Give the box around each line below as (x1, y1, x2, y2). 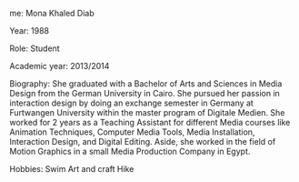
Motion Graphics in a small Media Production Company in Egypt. (9, 146, 251, 157)
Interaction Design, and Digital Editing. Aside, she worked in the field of (9, 136, 276, 147)
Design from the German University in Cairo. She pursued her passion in (9, 88, 280, 98)
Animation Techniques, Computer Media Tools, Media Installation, (9, 126, 255, 137)
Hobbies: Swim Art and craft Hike (9, 164, 135, 174)
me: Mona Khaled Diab (9, 8, 95, 18)
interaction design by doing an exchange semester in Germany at (9, 97, 254, 108)
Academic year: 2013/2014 (9, 61, 110, 71)
